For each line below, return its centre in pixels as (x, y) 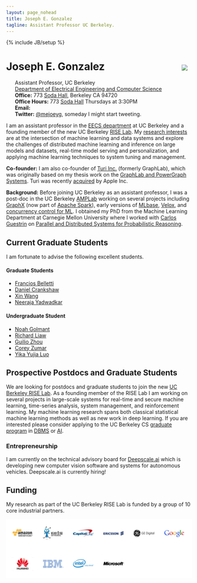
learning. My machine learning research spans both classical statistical (92, 412)
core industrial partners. (35, 511)
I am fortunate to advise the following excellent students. (75, 257)
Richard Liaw (30, 335)
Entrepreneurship (32, 446)
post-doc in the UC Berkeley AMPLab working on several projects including (98, 199)
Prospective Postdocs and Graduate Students (92, 373)
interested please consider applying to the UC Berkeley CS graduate (89, 425)
